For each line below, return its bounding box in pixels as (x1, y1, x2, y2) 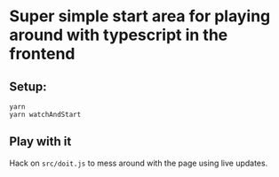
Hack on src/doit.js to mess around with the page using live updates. (9, 158, 268, 168)
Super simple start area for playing (9, 6, 271, 27)
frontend (9, 44, 76, 64)
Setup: (9, 79, 47, 94)
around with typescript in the (9, 25, 228, 45)
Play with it (9, 135, 72, 150)
